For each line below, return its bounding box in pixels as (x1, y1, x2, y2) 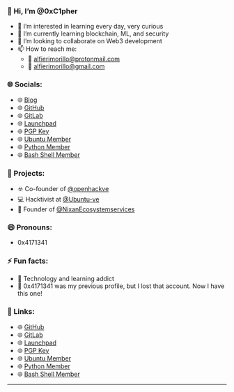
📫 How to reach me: (17, 45, 77, 53)
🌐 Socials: (7, 80, 43, 89)
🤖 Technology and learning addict (17, 275, 115, 283)
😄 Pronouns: (7, 223, 53, 232)
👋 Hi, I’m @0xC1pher (7, 6, 78, 16)
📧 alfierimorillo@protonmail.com (27, 55, 120, 63)
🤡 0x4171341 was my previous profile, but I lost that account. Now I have (17, 282, 225, 290)
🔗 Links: (7, 307, 35, 317)
